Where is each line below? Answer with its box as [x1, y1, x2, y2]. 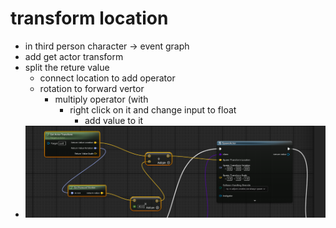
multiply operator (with [54, 93, 149, 105]
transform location [10, 7, 169, 30]
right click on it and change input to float [69, 103, 237, 116]
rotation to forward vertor [39, 82, 145, 94]
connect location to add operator [39, 72, 176, 84]
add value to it [84, 114, 144, 126]
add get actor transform [24, 50, 124, 62]
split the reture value [24, 61, 110, 73]
